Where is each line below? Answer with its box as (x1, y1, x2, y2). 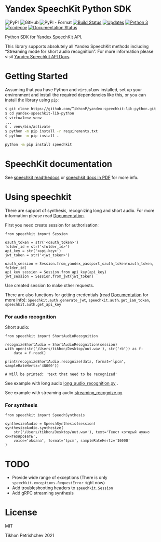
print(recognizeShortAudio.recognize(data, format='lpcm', (5, 359, 126, 364)
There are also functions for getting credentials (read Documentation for (5, 292, 148, 298)
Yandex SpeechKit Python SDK (5, 3, 132, 15)
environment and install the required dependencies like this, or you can (5, 92, 146, 97)
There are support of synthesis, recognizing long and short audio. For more (5, 207, 155, 213)
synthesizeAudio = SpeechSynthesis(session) (5, 421, 96, 426)
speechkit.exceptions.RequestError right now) (12, 480, 105, 486)
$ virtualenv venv (5, 115, 42, 120)
